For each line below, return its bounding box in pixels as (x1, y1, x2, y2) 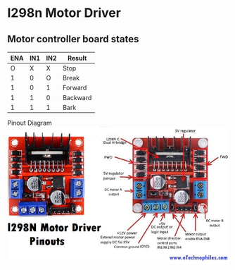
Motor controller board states (7, 33, 139, 45)
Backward (62, 93, 92, 102)
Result (68, 54, 87, 62)
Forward (62, 83, 87, 92)
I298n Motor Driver (7, 5, 122, 21)
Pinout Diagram (7, 118, 53, 128)
